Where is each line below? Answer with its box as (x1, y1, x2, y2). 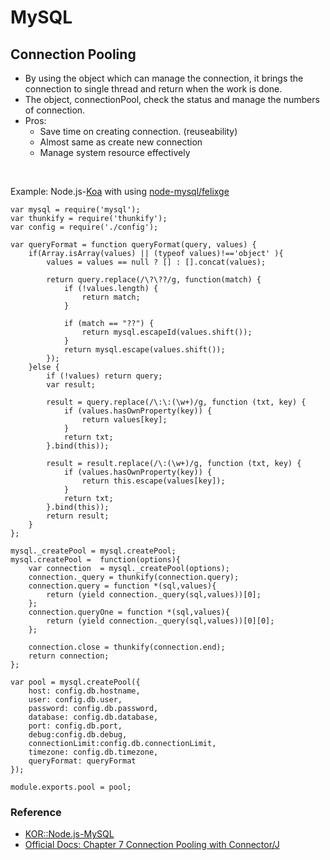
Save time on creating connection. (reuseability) (39, 126, 238, 137)
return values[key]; (81, 415, 168, 425)
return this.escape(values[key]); (81, 476, 226, 486)
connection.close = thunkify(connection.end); (28, 642, 226, 652)
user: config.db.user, (28, 695, 123, 705)
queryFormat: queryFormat (28, 756, 137, 766)
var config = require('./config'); (10, 222, 159, 232)
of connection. (24, 104, 86, 116)
